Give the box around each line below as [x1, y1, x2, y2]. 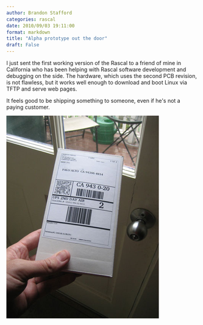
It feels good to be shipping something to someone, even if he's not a [6, 97, 181, 104]
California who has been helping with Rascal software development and [6, 66, 187, 73]
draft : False [6, 42, 40, 48]
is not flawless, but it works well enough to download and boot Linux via [6, 79, 188, 86]
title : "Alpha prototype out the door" [6, 35, 108, 42]
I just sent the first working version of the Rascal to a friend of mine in [6, 60, 182, 66]
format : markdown [6, 29, 51, 35]
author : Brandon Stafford [6, 10, 72, 16]
